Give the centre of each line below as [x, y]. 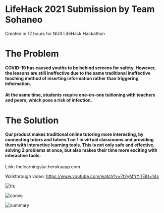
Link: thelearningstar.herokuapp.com [43, 166]
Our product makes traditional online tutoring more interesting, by [74, 134]
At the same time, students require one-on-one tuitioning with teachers [80, 95]
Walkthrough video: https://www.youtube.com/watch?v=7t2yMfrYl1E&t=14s [82, 176]
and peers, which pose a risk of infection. [49, 100]
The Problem [32, 54]
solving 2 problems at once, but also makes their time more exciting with [81, 150]
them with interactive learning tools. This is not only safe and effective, [80, 145]
